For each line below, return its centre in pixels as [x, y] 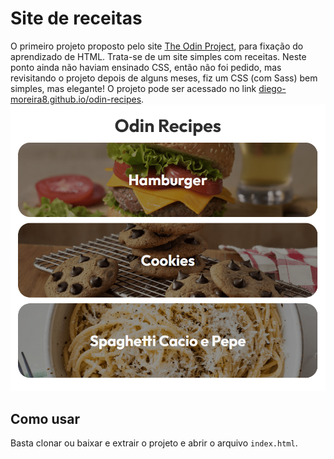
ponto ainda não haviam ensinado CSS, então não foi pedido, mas [146, 67]
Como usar [45, 418]
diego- [272, 88]
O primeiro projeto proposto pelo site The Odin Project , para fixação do [157, 46]
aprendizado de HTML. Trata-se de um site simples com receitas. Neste [158, 56]
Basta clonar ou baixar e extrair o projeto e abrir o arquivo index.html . [154, 443]
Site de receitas [76, 18]
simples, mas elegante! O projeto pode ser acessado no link [133, 88]
